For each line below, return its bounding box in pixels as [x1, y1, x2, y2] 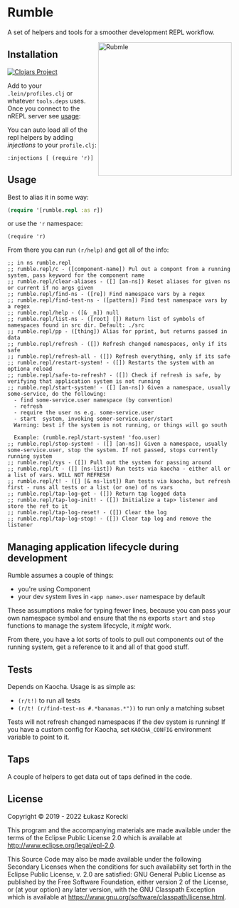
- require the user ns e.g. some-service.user [14, 409, 154, 417]
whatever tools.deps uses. [7, 96, 86, 105]
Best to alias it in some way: [7, 193, 89, 201]
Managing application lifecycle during [7, 541, 179, 553]
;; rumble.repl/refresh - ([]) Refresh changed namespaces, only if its [7, 340, 228, 348]
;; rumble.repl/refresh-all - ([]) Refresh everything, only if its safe [7, 353, 231, 360]
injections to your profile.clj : [7, 141, 97, 149]
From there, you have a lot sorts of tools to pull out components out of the [7, 636, 224, 644]
